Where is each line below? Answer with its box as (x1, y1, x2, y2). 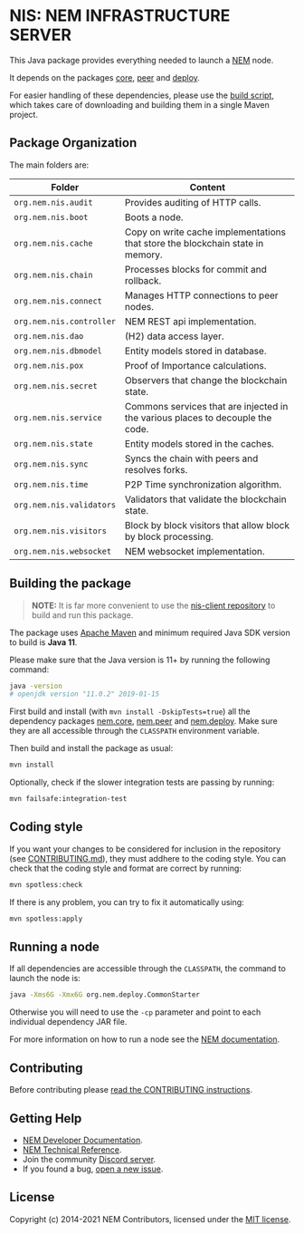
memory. (125, 248, 163, 261)
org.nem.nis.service (14, 412, 102, 422)
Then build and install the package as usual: (9, 743, 174, 754)
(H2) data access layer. (125, 330, 224, 342)
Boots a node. (125, 210, 184, 223)
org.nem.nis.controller (14, 316, 117, 326)
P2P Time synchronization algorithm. (125, 477, 282, 490)
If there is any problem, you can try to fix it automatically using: (9, 896, 244, 907)
